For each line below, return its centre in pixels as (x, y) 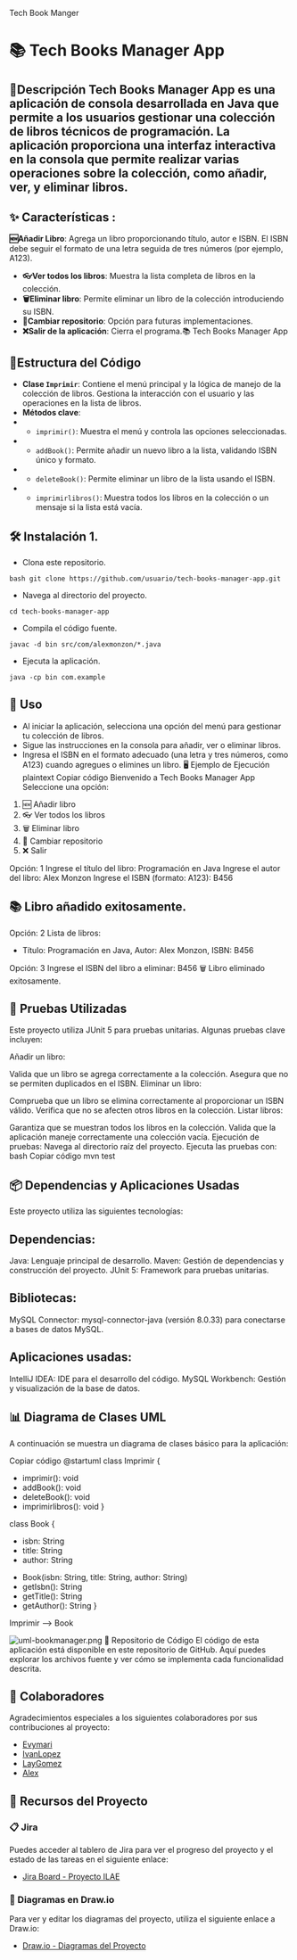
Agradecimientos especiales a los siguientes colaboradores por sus (133, 1718)
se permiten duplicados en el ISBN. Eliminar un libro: (106, 1083)
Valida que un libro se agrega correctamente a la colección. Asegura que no (149, 1075)
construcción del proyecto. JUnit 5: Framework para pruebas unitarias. (139, 1271)
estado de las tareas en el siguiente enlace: (89, 1859)
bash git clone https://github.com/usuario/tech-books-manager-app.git (145, 579)
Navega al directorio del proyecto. (84, 596)
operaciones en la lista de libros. (82, 403)
